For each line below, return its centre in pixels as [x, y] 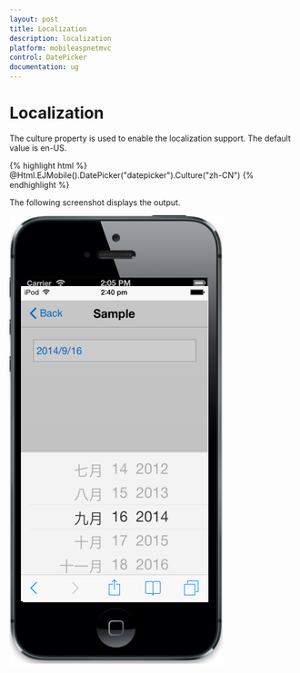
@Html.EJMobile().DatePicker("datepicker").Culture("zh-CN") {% [132, 175]
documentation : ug [44, 67]
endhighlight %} [40, 184]
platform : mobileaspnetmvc [60, 48]
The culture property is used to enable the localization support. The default [150, 138]
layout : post [34, 19]
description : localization [60, 38]
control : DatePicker [49, 58]
